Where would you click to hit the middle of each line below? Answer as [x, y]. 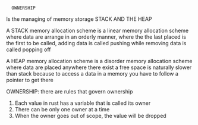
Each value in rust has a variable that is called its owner [83, 103]
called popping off [29, 49]
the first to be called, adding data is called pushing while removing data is [96, 43]
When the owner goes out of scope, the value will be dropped [90, 116]
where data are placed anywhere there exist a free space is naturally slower [99, 67]
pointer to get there [30, 80]
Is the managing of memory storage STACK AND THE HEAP [79, 19]
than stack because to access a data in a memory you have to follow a [92, 74]
